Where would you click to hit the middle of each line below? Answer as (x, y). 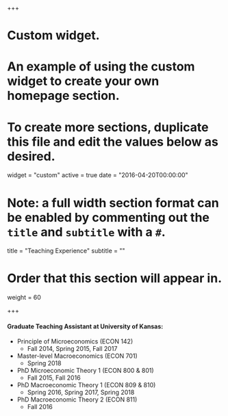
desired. (31, 156)
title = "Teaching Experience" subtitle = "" (66, 251)
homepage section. (63, 96)
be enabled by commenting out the (109, 217)
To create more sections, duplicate (108, 127)
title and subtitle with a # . (86, 232)
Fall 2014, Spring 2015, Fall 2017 (72, 349)
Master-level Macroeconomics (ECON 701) (77, 356)
